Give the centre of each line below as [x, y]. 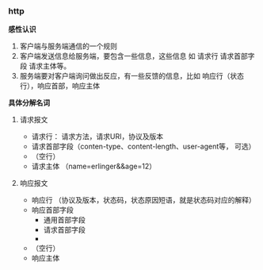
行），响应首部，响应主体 [60, 86]
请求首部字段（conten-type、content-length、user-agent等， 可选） [143, 147]
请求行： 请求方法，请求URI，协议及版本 [97, 137]
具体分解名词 [29, 103]
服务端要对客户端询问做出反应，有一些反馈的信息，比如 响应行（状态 [131, 76]
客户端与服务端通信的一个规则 [68, 46]
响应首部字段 [52, 210]
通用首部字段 [64, 220]
